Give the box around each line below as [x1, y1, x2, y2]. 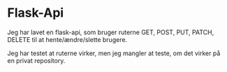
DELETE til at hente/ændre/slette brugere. [7, 35, 128, 43]
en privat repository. [7, 56, 66, 64]
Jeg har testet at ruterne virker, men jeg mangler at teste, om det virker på [7, 49, 221, 57]
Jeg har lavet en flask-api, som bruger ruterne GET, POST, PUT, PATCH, [7, 28, 214, 36]
